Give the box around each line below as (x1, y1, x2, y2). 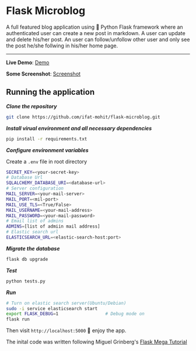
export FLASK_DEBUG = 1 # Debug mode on (6, 311, 145, 317)
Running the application (6, 87, 95, 97)
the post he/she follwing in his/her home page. (6, 42, 118, 49)
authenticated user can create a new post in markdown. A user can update (6, 29, 185, 36)
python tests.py (6, 278, 45, 284)
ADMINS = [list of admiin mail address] (6, 223, 100, 229)
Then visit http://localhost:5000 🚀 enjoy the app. (6, 327, 127, 334)
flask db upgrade (6, 256, 48, 262)
